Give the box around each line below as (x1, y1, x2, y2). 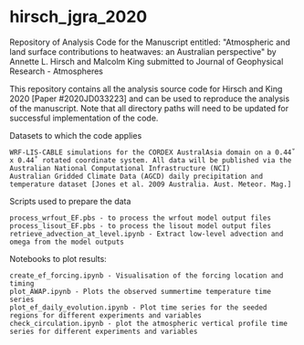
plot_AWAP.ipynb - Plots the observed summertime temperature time (9, 287, 272, 296)
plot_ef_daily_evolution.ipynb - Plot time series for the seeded (9, 303, 267, 312)
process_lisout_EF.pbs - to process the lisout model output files (9, 221, 272, 230)
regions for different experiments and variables (9, 310, 203, 320)
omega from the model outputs (9, 237, 125, 246)
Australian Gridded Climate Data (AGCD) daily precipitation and (9, 172, 263, 181)
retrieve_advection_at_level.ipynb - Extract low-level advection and (9, 229, 284, 238)
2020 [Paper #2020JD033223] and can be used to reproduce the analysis (9, 93, 290, 104)
